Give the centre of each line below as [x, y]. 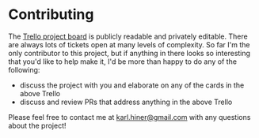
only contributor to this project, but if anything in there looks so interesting [129, 53]
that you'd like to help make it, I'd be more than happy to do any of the [123, 62]
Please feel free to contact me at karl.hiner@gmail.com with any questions [129, 117]
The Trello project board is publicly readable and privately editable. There [128, 36]
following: [24, 69]
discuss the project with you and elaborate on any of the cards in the [132, 85]
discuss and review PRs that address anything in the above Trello [126, 102]
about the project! [37, 125]
